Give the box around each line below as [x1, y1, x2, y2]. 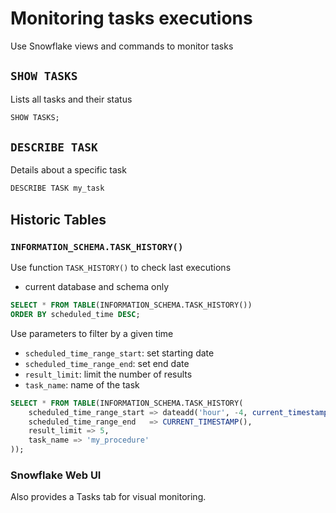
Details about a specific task [10, 164, 127, 176]
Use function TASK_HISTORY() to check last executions [10, 262, 232, 273]
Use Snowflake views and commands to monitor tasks [10, 40, 234, 52]
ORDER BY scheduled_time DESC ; [10, 309, 141, 319]
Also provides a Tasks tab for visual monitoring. [10, 491, 207, 503]
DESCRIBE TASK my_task [10, 183, 105, 194]
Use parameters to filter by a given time [10, 327, 174, 339]
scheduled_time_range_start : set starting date [24, 347, 215, 359]
